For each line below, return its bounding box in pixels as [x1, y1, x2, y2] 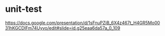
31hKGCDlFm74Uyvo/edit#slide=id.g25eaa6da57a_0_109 [5, 25, 120, 31]
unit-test [5, 3, 42, 15]
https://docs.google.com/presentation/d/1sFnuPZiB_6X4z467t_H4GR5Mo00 [5, 20, 160, 26]
